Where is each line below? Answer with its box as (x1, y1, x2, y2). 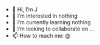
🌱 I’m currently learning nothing (12, 19, 91, 26)
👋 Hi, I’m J (12, 6, 38, 13)
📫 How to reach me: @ (12, 32, 71, 39)
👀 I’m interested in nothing (12, 12, 78, 19)
